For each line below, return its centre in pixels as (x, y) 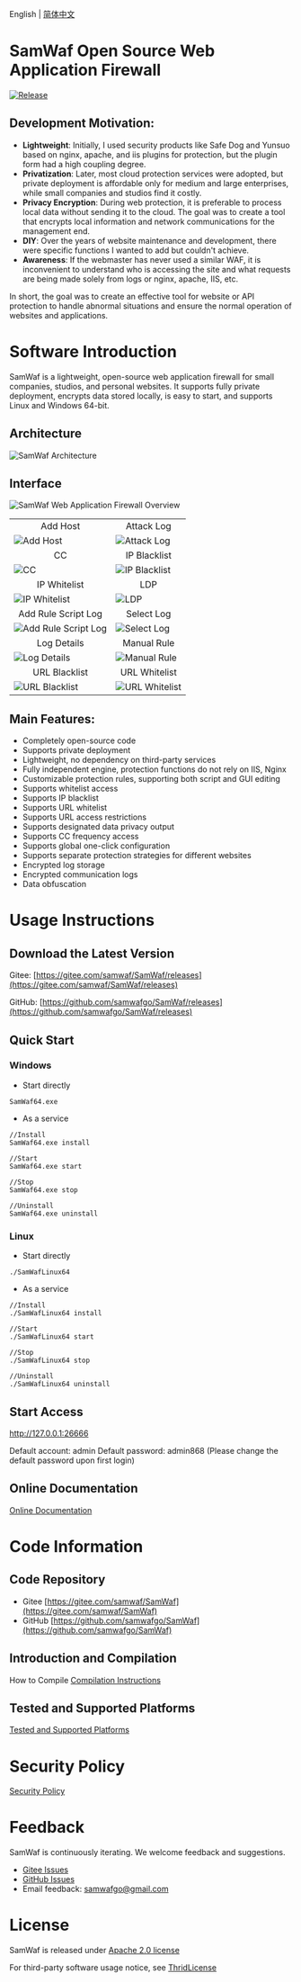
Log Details (60, 643)
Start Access (46, 1412)
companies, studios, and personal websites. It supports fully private (135, 386)
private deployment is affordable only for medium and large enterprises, (155, 183)
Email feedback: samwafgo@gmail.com (95, 1889)
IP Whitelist (60, 585)
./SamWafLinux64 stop (50, 1361)
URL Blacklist (60, 672)
